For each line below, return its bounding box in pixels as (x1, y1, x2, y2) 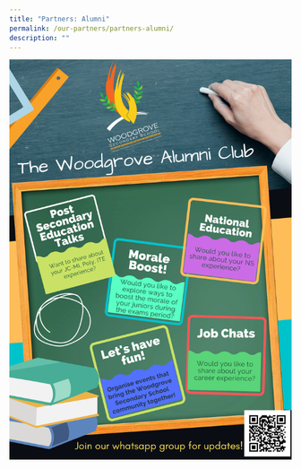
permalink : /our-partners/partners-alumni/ (9, 23, 175, 33)
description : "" (9, 33, 70, 42)
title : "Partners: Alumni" (9, 14, 110, 23)
